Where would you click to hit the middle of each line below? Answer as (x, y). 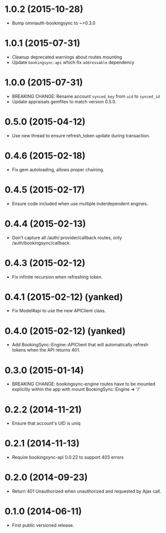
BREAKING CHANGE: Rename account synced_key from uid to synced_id (86, 96)
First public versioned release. (43, 526)
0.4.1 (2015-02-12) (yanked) (64, 297)
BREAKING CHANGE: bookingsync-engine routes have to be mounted (83, 384)
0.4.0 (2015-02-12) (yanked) (65, 331)
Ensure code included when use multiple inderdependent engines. (80, 204)
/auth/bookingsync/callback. (41, 243)
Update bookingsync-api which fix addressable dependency (73, 62)
